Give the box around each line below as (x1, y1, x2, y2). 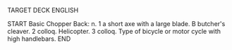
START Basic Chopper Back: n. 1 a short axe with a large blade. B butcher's (7, 20, 226, 27)
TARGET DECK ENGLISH (7, 6, 79, 14)
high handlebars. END (7, 35, 71, 43)
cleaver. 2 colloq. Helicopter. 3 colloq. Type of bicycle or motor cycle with (7, 27, 221, 35)
